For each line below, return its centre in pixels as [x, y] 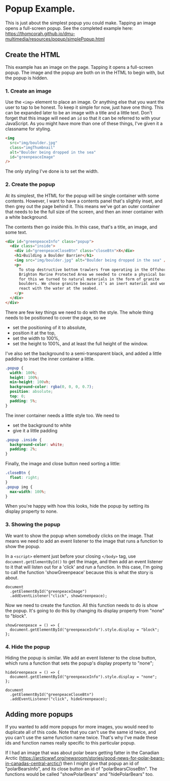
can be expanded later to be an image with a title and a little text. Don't [79, 113]
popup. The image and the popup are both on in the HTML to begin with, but [85, 72]
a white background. [27, 217]
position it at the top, [34, 333]
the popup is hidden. [27, 78]
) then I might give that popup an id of [100, 763]
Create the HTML [33, 55]
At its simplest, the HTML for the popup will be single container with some [82, 195]
